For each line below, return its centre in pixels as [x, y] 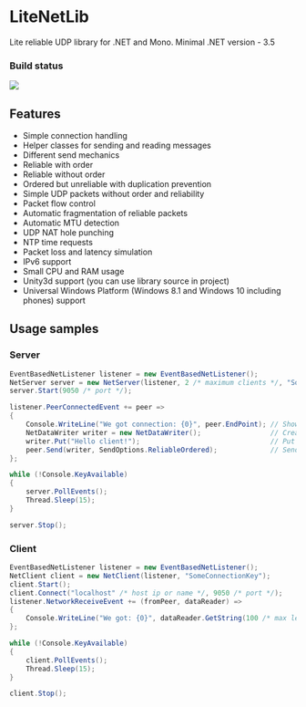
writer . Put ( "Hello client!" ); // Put [161, 441]
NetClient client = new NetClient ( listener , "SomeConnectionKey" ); [140, 576]
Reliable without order [64, 174]
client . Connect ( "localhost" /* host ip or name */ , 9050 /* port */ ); [146, 593]
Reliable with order [58, 165]
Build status [36, 66]
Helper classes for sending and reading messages [117, 146]
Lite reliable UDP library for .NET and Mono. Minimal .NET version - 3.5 [142, 42]
